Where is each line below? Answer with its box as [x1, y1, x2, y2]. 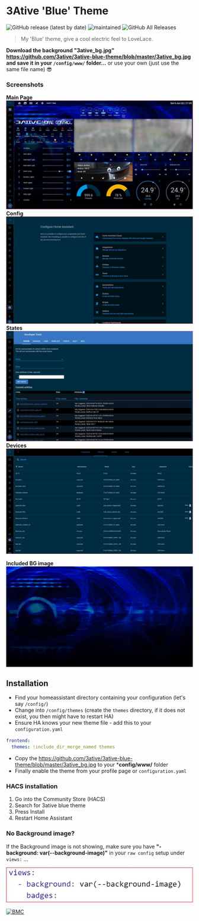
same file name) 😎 [6, 65, 52, 72]
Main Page [6, 94, 33, 101]
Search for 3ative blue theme [14, 802, 86, 809]
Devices [6, 442, 27, 449]
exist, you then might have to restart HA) [14, 713, 114, 720]
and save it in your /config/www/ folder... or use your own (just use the [6, 59, 179, 66]
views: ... [6, 855, 28, 862]
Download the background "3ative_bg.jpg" [6, 46, 114, 54]
